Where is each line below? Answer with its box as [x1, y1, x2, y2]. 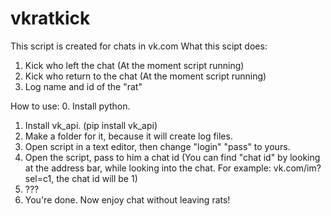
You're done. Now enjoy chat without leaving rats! [24, 193, 231, 206]
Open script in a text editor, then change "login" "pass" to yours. [24, 140, 291, 152]
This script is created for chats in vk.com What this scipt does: [10, 40, 268, 52]
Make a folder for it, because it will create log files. [24, 130, 233, 142]
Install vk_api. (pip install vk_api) [24, 119, 158, 131]
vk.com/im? [273, 162, 322, 174]
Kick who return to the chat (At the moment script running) [24, 70, 267, 82]
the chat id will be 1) [56, 172, 138, 184]
